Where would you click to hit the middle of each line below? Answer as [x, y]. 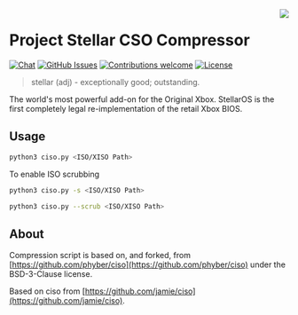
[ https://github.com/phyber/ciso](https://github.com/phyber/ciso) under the [148, 264]
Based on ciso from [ [47, 291]
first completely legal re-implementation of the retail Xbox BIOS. [126, 108]
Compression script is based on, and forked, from [100, 256]
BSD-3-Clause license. [51, 274]
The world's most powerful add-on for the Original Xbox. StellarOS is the [142, 99]
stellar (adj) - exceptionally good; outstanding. [115, 82]
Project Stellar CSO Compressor [129, 40]
